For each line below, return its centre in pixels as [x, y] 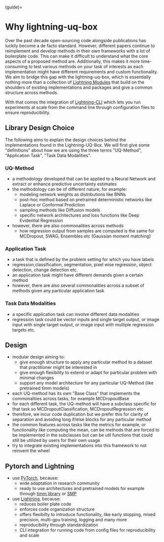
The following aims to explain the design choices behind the [66, 140]
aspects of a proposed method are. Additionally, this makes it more [73, 61]
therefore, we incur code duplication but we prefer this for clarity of [80, 414]
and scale [29, 535]
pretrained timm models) [44, 388]
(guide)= [14, 7]
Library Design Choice [40, 128]
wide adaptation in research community [59, 483]
